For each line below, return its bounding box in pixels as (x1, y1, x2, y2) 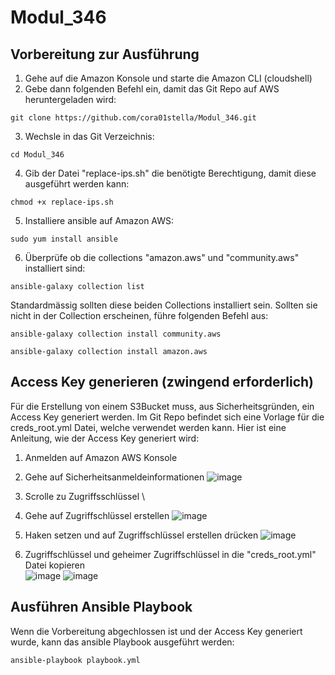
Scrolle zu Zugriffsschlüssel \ (24, 490, 146, 502)
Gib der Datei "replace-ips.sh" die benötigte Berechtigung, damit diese (24, 167, 317, 179)
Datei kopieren (24, 559, 86, 571)
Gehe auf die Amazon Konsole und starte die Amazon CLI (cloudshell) (24, 72, 313, 84)
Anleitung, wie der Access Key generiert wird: (10, 432, 200, 444)
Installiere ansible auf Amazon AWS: (24, 215, 175, 226)
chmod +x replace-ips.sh (10, 197, 114, 207)
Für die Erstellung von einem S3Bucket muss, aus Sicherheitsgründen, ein (10, 400, 315, 412)
